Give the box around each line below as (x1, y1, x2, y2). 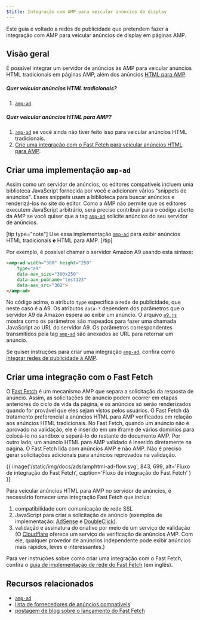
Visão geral (6, 49, 50, 59)
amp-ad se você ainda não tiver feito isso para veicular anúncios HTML (14, 129, 187, 136)
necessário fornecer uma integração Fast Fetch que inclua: (6, 494, 151, 501)
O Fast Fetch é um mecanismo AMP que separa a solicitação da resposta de (6, 388, 194, 395)
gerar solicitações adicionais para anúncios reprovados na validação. (6, 451, 177, 459)
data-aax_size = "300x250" (17, 271, 79, 277)
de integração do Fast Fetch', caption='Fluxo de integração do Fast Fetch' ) (6, 469, 191, 477)
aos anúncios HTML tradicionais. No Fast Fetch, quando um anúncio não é (6, 420, 190, 427)
